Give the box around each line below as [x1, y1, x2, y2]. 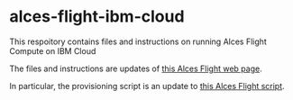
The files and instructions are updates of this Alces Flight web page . [9, 63, 263, 74]
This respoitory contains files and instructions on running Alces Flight [9, 36, 268, 47]
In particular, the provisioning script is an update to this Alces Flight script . [9, 80, 286, 91]
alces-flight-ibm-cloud [9, 6, 185, 27]
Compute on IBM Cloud [9, 45, 96, 56]
